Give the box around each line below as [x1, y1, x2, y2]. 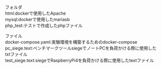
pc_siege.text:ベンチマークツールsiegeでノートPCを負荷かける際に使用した [5, 45, 157, 51]
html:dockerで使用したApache [5, 10, 66, 16]
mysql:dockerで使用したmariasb [5, 17, 70, 22]
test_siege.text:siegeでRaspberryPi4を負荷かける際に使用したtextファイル [5, 58, 154, 63]
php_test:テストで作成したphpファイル [5, 23, 83, 28]
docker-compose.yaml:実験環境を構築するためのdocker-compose [5, 39, 138, 45]
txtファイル [5, 51, 28, 57]
